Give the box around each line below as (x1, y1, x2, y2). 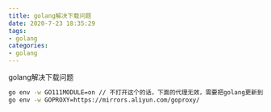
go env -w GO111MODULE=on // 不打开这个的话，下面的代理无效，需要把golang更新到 (8, 89, 264, 97)
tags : (8, 27, 27, 35)
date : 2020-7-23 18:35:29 (8, 19, 95, 27)
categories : (8, 42, 48, 50)
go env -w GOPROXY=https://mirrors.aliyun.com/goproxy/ (8, 96, 200, 104)
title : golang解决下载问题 (8, 11, 92, 20)
